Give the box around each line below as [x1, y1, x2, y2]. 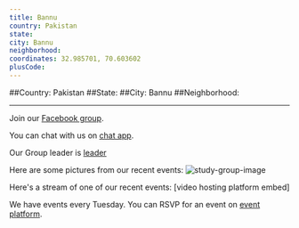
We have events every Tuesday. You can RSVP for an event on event [9, 199, 261, 209]
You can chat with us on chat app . [9, 130, 134, 141]
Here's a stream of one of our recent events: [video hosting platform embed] [9, 182, 290, 192]
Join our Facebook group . [9, 112, 104, 123]
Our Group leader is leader [9, 147, 107, 158]
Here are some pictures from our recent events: [9, 164, 184, 175]
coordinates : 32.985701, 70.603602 [9, 54, 141, 63]
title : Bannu [9, 12, 58, 22]
